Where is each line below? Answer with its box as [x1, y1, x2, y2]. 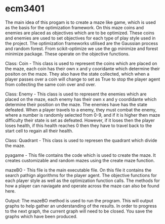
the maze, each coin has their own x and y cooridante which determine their [5, 65, 160, 72]
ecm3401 [5, 3, 44, 14]
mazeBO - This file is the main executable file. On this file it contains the [5, 167, 152, 173]
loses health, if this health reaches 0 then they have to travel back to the [5, 122, 152, 129]
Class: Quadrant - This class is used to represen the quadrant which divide [5, 137, 157, 143]
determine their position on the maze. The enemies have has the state [5, 101, 147, 107]
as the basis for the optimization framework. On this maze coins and [5, 24, 144, 30]
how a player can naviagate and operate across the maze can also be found [5, 182, 160, 188]
